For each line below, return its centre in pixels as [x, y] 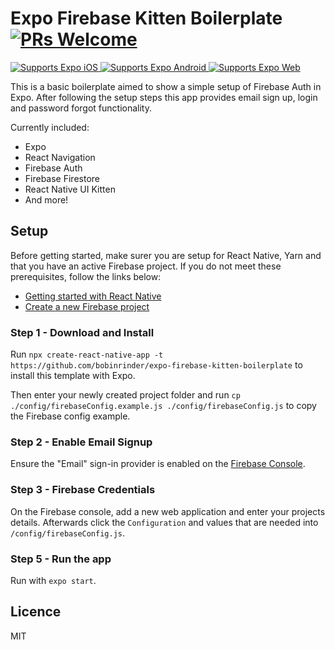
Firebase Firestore [62, 178]
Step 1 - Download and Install [82, 332]
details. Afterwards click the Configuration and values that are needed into [164, 522]
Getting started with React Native [93, 296]
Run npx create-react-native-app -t [87, 354]
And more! [46, 199]
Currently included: [50, 127]
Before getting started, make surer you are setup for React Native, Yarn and [166, 255]
